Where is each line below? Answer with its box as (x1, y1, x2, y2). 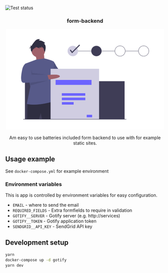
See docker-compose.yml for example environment (5, 168, 109, 174)
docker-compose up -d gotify (5, 257, 67, 262)
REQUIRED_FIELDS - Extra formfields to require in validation (12, 207, 133, 213)
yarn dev (5, 263, 24, 268)
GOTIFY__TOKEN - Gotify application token (12, 218, 97, 224)
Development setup (5, 238, 69, 247)
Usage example (5, 155, 56, 163)
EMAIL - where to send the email (12, 202, 79, 208)
